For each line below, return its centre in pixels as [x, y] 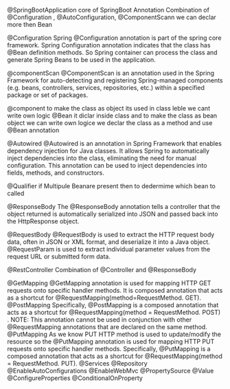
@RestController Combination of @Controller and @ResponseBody [102, 270]
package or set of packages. [48, 95]
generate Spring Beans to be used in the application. [81, 60]
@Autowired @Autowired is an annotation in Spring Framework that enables [114, 143]
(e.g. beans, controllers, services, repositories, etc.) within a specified [106, 88]
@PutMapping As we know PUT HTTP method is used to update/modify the [114, 334]
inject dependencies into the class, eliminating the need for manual [102, 158]
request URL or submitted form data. [59, 256]
